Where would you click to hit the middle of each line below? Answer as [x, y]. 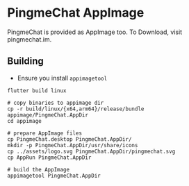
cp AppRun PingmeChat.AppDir [49, 158]
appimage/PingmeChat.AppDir [48, 115]
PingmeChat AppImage [76, 13]
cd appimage [24, 121]
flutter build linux [37, 91]
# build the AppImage [39, 169]
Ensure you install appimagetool [62, 78]
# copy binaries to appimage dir [56, 103]
